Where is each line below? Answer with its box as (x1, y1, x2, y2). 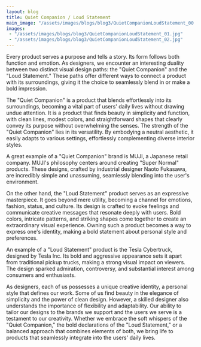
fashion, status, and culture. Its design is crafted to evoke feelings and (6, 203, 179, 210)
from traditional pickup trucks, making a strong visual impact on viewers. (6, 259, 185, 265)
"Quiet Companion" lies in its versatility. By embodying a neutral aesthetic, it (6, 128, 194, 135)
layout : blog (6, 8, 39, 15)
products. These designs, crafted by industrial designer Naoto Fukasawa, (6, 165, 187, 173)
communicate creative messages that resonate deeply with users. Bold (6, 209, 181, 216)
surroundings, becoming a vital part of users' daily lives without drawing (6, 103, 184, 110)
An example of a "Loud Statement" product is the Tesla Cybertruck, (6, 246, 173, 253)
